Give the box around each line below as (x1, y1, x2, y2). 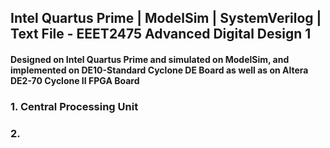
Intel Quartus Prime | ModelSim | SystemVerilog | (10, 10, 322, 27)
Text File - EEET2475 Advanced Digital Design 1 (10, 26, 312, 43)
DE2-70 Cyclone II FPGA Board (10, 74, 140, 86)
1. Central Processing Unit (10, 99, 139, 113)
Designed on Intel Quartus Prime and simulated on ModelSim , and (10, 53, 290, 65)
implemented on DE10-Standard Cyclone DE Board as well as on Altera (10, 64, 309, 76)
